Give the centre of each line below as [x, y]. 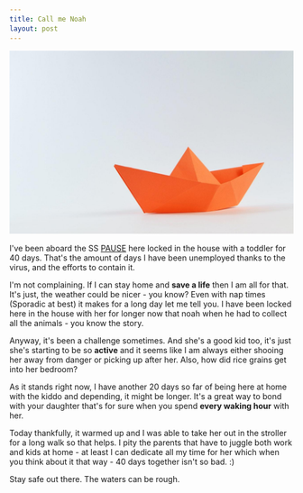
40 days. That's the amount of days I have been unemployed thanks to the [147, 258]
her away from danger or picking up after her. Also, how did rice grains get [148, 360]
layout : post [34, 28]
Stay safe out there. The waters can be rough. [95, 479]
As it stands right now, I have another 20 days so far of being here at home [148, 387]
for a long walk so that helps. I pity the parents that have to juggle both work [151, 443]
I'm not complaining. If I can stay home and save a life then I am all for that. [149, 285]
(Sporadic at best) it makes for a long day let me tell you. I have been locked [151, 304]
